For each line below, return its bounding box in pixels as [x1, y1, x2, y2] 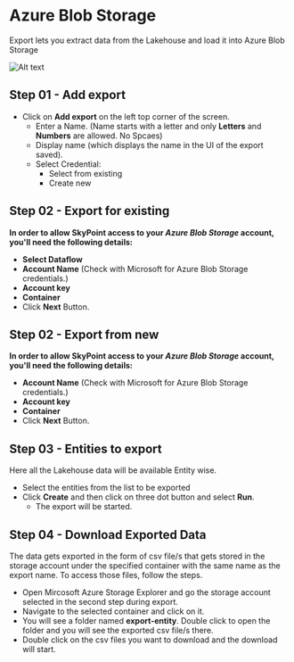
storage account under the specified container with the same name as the [9, 560, 281, 571]
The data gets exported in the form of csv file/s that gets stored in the [9, 550, 265, 561]
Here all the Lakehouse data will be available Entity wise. [9, 465, 216, 476]
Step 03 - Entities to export [9, 441, 162, 456]
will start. [21, 644, 56, 654]
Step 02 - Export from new [9, 327, 159, 342]
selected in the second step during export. [21, 597, 178, 607]
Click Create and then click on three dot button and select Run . [21, 492, 255, 502]
